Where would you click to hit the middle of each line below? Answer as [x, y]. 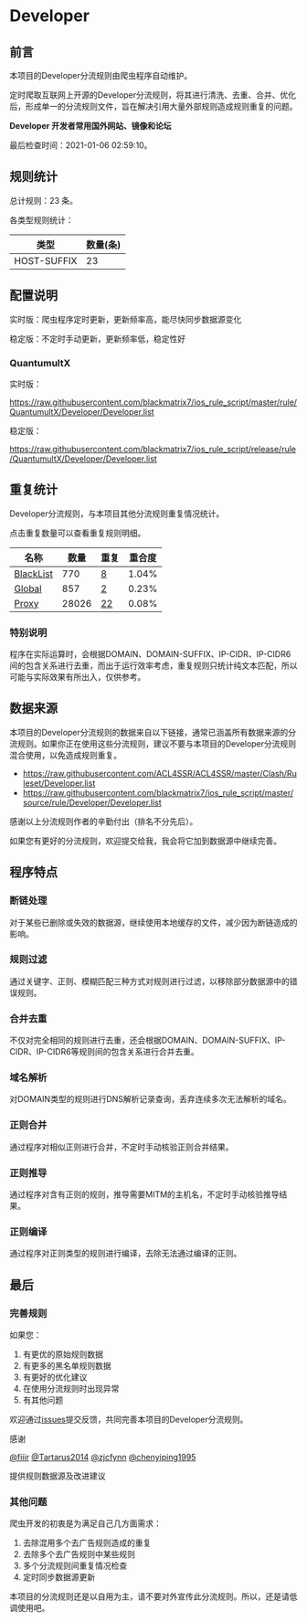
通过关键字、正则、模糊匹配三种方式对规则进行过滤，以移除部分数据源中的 [149, 981]
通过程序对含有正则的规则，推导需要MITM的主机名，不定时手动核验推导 [145, 1194]
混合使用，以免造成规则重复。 [65, 755]
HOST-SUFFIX [46, 260]
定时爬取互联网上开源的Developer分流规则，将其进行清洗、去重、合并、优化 [153, 95]
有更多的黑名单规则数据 [67, 1366]
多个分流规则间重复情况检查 [75, 1566]
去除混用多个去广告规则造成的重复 [87, 1543]
